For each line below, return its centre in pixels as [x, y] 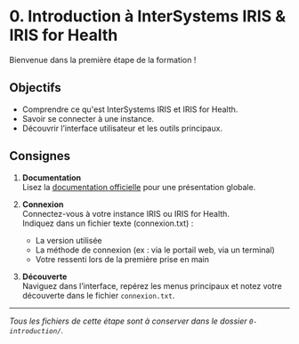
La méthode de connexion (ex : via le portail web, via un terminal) [155, 250]
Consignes [40, 156]
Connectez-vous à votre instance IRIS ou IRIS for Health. [125, 213]
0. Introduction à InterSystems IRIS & [148, 16]
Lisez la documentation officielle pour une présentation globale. [139, 187]
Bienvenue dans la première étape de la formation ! [103, 60]
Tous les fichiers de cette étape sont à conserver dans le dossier [128, 321]
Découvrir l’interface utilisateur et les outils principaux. [122, 128]
